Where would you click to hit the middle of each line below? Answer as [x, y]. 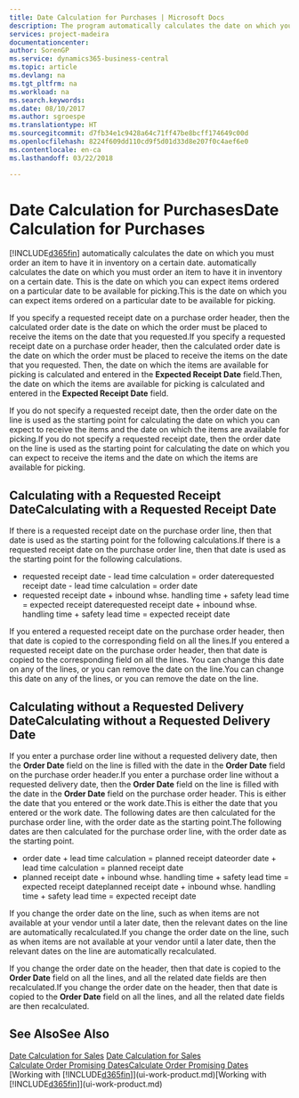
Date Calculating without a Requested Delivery [140, 720]
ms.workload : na [39, 92]
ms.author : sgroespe [48, 117]
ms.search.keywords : [48, 100]
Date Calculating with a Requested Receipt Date [143, 509]
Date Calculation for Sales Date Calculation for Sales [105, 1055]
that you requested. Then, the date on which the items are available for [139, 365]
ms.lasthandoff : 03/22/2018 [61, 158]
